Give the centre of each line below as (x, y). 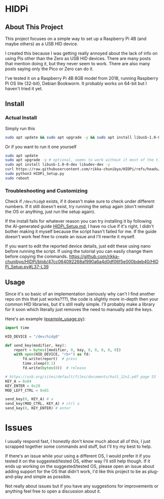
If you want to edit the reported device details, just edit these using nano (78, 246)
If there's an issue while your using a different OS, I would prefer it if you (78, 456)
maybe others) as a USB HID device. (42, 44)
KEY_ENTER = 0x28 (23, 386)
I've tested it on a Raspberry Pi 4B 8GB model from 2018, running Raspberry (82, 78)
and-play (14, 477)
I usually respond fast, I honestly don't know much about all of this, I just (78, 441)
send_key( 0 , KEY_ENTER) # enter (38, 408)
